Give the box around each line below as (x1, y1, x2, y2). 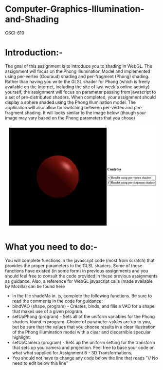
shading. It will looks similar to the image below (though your (24, 110, 146, 116)
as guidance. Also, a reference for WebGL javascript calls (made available (5, 278, 153, 284)
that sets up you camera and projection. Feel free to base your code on (12, 345, 155, 351)
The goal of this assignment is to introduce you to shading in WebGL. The (5, 63, 152, 69)
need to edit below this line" (12, 360, 69, 366)
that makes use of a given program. (12, 308, 84, 314)
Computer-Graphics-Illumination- (5, 3, 145, 15)
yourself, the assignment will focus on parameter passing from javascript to (5, 89, 156, 95)
